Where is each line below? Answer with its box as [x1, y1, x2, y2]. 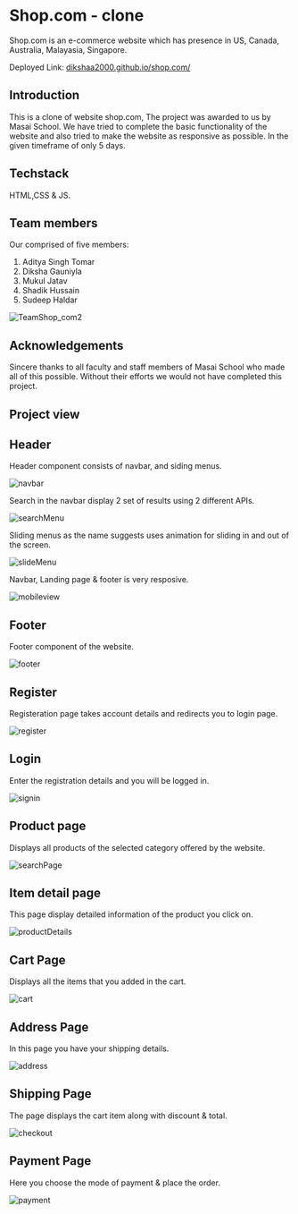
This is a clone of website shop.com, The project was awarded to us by [9, 111, 271, 122]
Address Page [9, 1019, 89, 1034]
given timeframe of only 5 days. [9, 140, 127, 150]
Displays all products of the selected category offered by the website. [9, 842, 266, 853]
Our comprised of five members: [9, 239, 129, 250]
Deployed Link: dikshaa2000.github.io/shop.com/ [9, 62, 191, 72]
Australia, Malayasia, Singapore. [9, 44, 128, 55]
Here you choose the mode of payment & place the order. [9, 1177, 221, 1188]
